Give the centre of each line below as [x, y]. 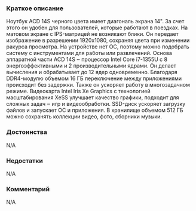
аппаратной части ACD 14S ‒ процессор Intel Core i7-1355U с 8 [87, 59]
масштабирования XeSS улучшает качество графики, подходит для [93, 97]
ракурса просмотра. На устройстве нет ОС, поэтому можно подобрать [98, 47]
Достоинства [27, 132]
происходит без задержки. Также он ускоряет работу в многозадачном [98, 85]
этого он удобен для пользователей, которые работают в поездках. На [97, 27]
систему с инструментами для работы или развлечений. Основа [89, 53]
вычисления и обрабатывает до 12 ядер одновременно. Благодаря [92, 72]
